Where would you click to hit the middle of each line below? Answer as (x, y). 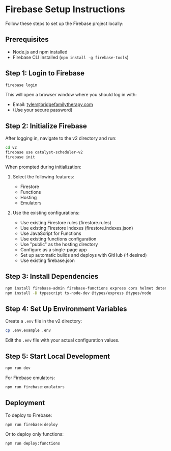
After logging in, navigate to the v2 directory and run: (61, 138)
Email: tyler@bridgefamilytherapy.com (53, 104)
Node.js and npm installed (40, 51)
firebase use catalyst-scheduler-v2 (44, 152)
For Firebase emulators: (30, 378)
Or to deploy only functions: (35, 434)
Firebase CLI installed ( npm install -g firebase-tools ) (70, 57)
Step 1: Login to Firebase (45, 73)
